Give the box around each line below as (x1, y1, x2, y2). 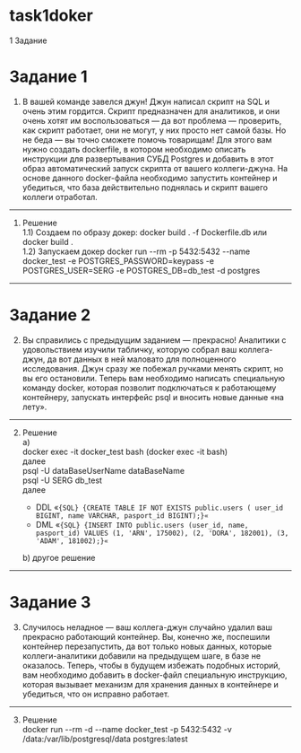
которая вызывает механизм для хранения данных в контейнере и (21, 679, 279, 689)
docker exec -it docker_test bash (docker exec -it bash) (21, 446, 228, 457)
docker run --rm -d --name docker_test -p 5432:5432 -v (21, 723, 233, 734)
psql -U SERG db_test (21, 475, 103, 486)
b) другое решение (21, 552, 96, 563)
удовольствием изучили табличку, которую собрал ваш (21, 344, 237, 355)
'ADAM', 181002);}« (35, 536, 109, 546)
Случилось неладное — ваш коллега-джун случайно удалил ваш (21, 621, 273, 633)
